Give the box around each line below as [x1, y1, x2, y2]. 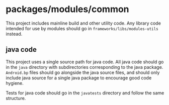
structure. [6, 95, 26, 101]
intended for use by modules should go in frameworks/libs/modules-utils [6, 25, 158, 31]
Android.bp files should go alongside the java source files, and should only [6, 69, 160, 75]
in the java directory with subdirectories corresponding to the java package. [6, 64, 163, 70]
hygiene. [6, 80, 24, 86]
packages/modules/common [6, 4, 130, 15]
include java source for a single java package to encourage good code [6, 74, 152, 81]
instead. [6, 31, 23, 37]
